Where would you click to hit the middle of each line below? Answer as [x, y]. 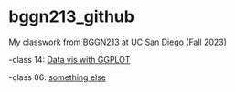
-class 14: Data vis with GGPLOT [69, 59]
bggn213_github [71, 17]
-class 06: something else [58, 77]
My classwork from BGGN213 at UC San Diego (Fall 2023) [118, 42]
